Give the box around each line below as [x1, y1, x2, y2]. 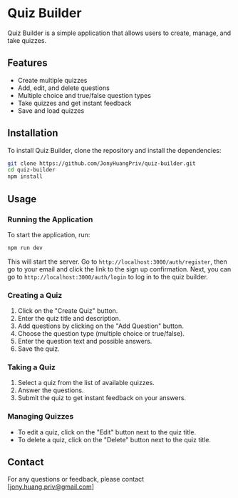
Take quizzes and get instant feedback [17, 99, 132, 107]
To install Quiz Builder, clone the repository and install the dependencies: [7, 146, 222, 154]
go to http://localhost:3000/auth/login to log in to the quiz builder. [7, 272, 208, 281]
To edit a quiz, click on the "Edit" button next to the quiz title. [17, 427, 197, 437]
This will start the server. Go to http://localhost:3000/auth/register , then [7, 257, 228, 266]
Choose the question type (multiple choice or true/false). [17, 329, 185, 338]
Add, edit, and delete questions [17, 84, 110, 92]
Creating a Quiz [7, 290, 63, 300]
